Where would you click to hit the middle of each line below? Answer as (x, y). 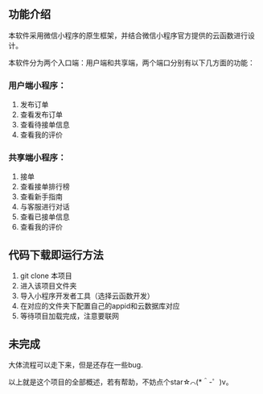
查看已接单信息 (45, 217)
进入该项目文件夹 (48, 286)
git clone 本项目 (46, 276)
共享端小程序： (37, 158)
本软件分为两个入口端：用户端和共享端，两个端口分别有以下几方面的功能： (131, 62)
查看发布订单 (41, 114)
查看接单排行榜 (45, 187)
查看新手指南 (41, 197)
